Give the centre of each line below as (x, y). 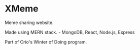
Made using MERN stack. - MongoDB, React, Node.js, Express (70, 32)
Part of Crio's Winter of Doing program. (46, 42)
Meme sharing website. (29, 22)
